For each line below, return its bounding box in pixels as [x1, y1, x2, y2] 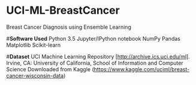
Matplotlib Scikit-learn [6, 41, 61, 48]
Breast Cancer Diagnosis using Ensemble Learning [6, 23, 132, 31]
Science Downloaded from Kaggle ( [6, 65, 94, 72]
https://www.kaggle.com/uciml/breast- [94, 65, 190, 72]
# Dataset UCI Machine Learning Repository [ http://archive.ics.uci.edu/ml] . [6, 53, 190, 60]
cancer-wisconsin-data [6, 72, 64, 79]
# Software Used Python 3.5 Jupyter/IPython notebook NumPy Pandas [6, 35, 181, 42]
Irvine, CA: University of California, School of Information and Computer [6, 59, 184, 66]
